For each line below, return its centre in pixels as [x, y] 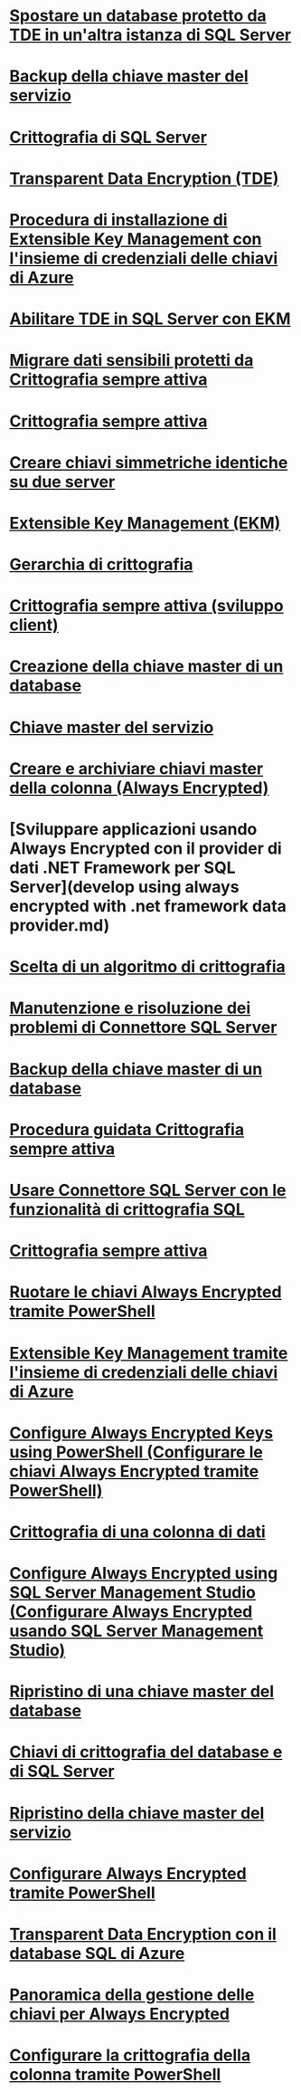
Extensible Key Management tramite [149, 1353]
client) [34, 625]
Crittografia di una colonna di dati [138, 1532]
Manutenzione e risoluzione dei [130, 1008]
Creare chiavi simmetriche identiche [149, 462]
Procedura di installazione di [118, 220]
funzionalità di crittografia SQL [127, 1209]
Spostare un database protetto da [138, 16]
